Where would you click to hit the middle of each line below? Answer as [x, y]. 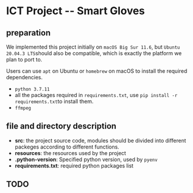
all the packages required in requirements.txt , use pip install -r [96, 95]
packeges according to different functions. [67, 147]
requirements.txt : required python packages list [74, 165]
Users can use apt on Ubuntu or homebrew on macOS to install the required [97, 71]
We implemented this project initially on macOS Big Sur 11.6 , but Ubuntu [93, 47]
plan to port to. [24, 59]
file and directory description [61, 126]
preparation [29, 33]
